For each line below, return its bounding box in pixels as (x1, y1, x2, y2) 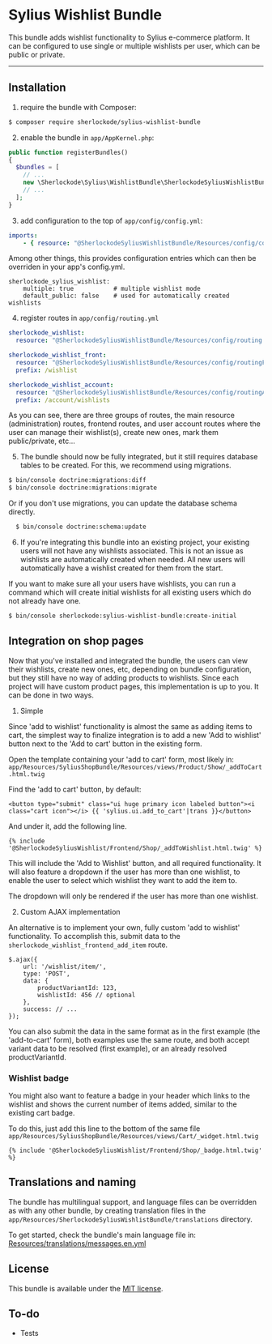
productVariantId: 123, (37, 983, 117, 992)
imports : (8, 231, 38, 240)
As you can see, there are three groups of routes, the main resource (8, 411, 235, 420)
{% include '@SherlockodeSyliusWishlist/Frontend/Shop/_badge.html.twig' (8, 1146, 263, 1154)
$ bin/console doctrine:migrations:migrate (8, 484, 158, 492)
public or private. (8, 49, 66, 59)
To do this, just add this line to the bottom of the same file (8, 1124, 201, 1133)
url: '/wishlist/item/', (23, 962, 107, 971)
